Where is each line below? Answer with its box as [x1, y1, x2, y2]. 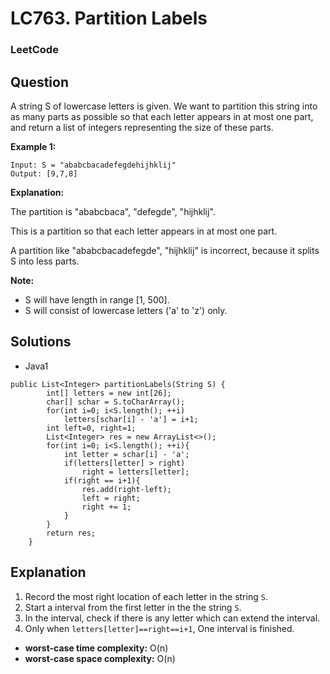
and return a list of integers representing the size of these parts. [10, 121, 274, 133]
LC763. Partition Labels [10, 7, 208, 30]
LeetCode [10, 43, 59, 57]
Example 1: [10, 140, 57, 152]
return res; [46, 528, 97, 538]
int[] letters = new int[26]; [46, 388, 172, 398]
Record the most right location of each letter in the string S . [24, 590, 268, 602]
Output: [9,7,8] [10, 168, 78, 179]
